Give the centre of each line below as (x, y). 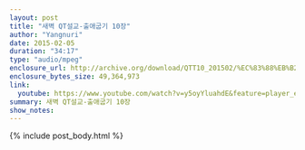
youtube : (34, 93)
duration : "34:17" (44, 52)
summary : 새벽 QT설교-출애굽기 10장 (70, 102)
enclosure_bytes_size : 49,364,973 (75, 77)
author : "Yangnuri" (46, 34)
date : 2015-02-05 (42, 43)
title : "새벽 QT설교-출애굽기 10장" (70, 26)
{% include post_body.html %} (67, 136)
